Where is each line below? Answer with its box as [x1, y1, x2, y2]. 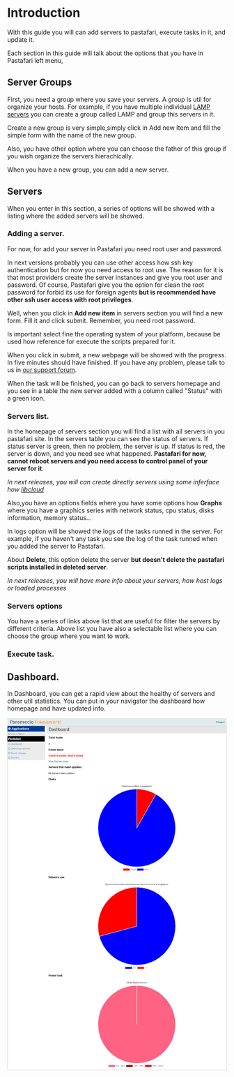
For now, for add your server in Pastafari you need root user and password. [7, 244, 223, 253]
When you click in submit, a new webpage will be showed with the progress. [7, 350, 226, 359]
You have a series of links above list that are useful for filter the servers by [7, 617, 221, 625]
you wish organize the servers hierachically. [7, 151, 134, 160]
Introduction [7, 5, 81, 21]
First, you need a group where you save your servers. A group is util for [7, 95, 212, 103]
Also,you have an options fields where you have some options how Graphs [7, 499, 223, 507]
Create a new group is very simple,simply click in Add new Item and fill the [7, 124, 221, 132]
